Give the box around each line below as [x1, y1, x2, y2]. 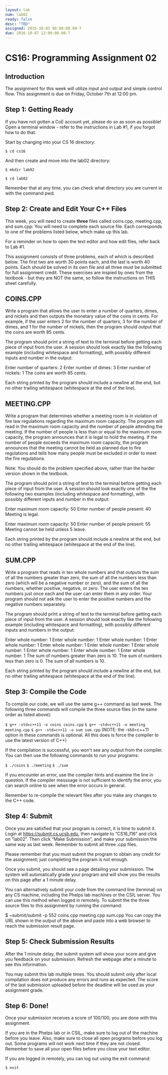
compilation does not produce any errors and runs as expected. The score [5, 976, 158, 982]
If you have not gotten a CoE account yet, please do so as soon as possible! [5, 118, 161, 124]
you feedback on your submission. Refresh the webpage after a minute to [5, 956, 156, 962]
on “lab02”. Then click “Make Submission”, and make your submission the [5, 836, 157, 842]
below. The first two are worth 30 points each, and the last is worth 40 [5, 259, 150, 265]
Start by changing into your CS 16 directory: [5, 139, 95, 145]
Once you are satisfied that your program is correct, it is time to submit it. [5, 825, 156, 831]
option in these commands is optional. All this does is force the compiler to [5, 732, 159, 738]
